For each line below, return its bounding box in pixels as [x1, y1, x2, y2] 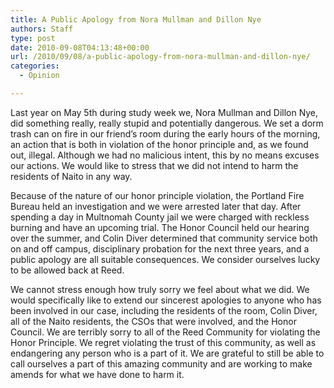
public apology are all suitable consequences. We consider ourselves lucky [10, 253, 321, 265]
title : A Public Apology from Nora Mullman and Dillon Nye [10, 14, 262, 25]
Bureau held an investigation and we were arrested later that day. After [10, 200, 302, 212]
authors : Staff [10, 24, 74, 34]
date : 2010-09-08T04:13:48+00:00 [10, 42, 150, 53]
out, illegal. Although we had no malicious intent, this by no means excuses [10, 149, 320, 161]
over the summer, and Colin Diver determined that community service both [10, 232, 318, 244]
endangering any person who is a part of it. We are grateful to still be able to [10, 347, 325, 359]
